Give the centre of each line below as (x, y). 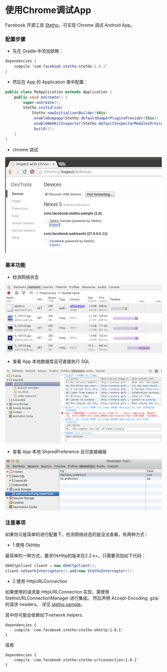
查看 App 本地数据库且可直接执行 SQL (51, 361)
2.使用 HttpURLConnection (40, 581)
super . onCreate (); (42, 102)
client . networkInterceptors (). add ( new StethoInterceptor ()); (70, 571)
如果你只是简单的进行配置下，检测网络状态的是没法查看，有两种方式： (77, 535)
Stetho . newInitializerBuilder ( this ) (70, 113)
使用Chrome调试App (48, 10)
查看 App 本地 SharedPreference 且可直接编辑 (59, 452)
